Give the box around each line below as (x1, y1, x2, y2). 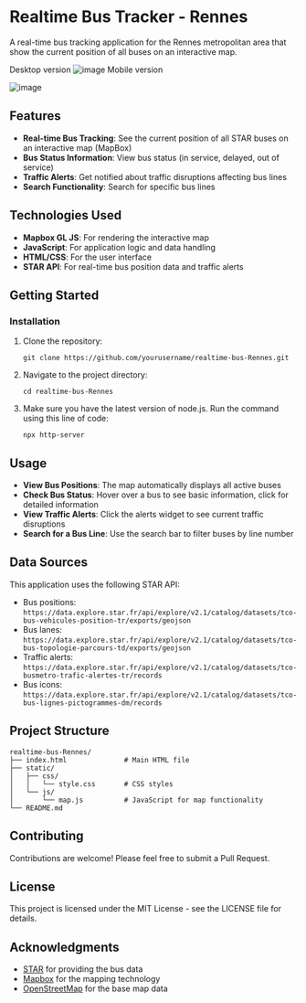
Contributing (9, 828, 84, 844)
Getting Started (9, 287, 100, 303)
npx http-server (22, 431, 85, 440)
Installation (9, 315, 61, 327)
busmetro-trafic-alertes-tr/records (22, 670, 163, 680)
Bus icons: (22, 678, 63, 689)
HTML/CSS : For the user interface (22, 251, 153, 262)
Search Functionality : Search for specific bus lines (22, 181, 216, 192)
